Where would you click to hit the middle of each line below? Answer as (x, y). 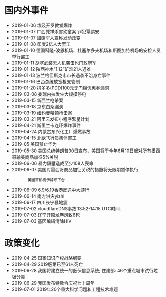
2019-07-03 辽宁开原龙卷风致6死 (46, 215)
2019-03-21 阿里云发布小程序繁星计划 (51, 119)
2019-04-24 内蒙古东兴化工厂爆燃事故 (51, 131)
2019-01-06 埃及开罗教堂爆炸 (42, 25)
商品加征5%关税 (42, 157)
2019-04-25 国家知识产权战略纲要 (47, 258)
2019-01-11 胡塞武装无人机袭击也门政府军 (54, 63)
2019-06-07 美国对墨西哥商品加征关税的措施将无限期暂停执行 (75, 169)
